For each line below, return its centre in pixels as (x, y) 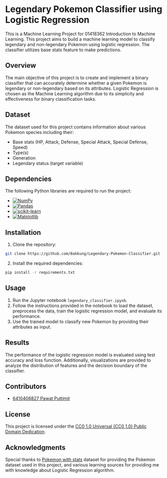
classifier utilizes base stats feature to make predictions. (63, 50)
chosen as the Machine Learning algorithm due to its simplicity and (74, 93)
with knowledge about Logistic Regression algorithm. (60, 470)
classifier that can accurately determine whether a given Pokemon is (76, 83)
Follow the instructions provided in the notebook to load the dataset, (83, 305)
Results (17, 343)
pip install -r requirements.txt (40, 273)
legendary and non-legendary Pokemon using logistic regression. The (77, 44)
